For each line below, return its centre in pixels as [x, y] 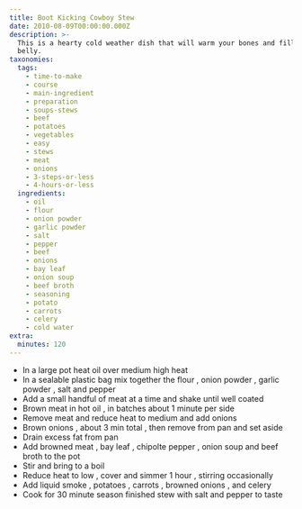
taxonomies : [31, 59]
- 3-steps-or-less [60, 177]
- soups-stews [52, 110]
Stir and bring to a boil [63, 466]
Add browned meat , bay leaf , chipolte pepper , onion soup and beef [150, 446]
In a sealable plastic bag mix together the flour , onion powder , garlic [151, 379]
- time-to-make [54, 77]
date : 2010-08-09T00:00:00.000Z [70, 26]
